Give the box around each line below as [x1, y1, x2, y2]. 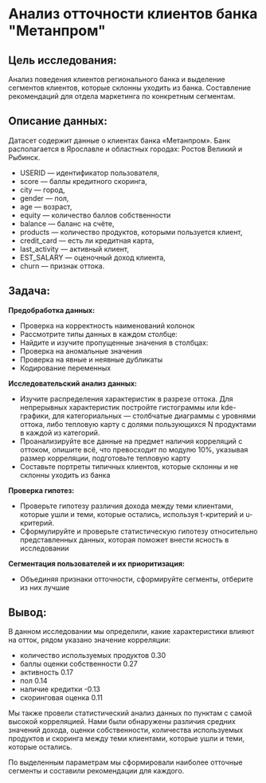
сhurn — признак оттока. [19, 260, 105, 271]
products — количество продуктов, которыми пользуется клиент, [19, 227, 243, 237]
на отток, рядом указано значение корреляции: [8, 635, 171, 645]
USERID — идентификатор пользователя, [19, 168, 159, 178]
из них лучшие [19, 582, 70, 592]
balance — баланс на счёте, [19, 218, 115, 228]
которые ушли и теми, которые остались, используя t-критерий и [19, 509, 244, 519]
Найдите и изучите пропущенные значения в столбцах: [19, 338, 209, 347]
